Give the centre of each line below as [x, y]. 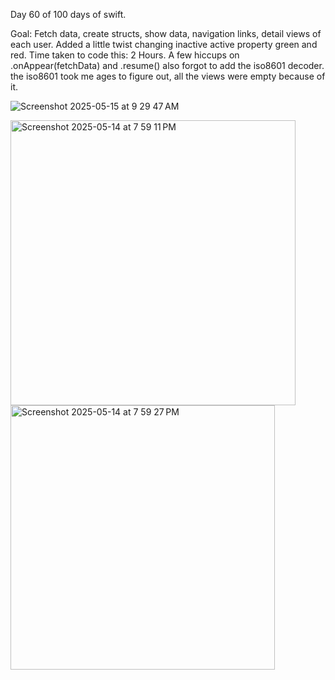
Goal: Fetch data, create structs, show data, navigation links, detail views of [166, 33]
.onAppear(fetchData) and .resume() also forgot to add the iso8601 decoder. [167, 65]
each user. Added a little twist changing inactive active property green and [164, 44]
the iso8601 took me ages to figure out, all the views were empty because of [168, 76]
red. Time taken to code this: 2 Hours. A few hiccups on [125, 55]
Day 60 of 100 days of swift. [68, 14]
